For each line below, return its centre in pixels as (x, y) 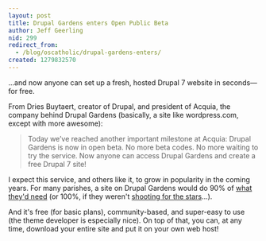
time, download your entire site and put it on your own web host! (114, 228)
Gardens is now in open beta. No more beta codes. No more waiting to (143, 147)
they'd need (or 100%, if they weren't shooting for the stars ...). (110, 196)
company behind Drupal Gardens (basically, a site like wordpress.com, (123, 115)
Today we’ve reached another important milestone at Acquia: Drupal (139, 138)
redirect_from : (33, 45)
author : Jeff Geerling (46, 30)
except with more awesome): (56, 123)
